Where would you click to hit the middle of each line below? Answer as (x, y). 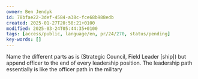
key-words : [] (24, 39)
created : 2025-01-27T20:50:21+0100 (51, 23)
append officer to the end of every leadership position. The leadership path (99, 63)
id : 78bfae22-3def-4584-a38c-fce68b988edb (60, 17)
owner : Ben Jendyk (29, 12)
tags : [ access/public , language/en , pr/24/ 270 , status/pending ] (88, 34)
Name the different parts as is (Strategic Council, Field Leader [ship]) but (96, 57)
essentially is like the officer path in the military (64, 69)
